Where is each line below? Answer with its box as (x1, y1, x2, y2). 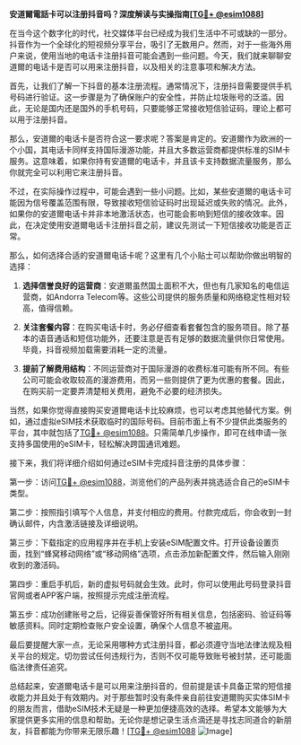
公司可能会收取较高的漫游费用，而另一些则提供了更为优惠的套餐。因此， (21, 374, 289, 385)
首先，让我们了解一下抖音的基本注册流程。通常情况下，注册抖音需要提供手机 (9, 81, 292, 91)
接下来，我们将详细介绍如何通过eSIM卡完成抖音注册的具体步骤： (9, 458, 248, 468)
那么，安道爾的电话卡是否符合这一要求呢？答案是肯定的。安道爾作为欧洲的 (9, 134, 284, 144)
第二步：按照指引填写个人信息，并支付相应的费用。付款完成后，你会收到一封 (9, 507, 292, 517)
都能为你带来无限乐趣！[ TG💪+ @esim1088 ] (39, 726, 233, 736)
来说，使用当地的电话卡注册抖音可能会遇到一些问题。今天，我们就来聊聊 (16, 50, 284, 61)
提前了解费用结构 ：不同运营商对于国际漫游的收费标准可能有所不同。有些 (21, 364, 289, 373)
